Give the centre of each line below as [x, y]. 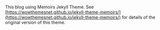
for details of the [139, 17]
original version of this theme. [35, 22]
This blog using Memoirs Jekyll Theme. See [49, 7]
